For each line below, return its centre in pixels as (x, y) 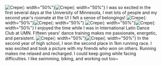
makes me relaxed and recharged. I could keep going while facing (71, 53)
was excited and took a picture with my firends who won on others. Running (81, 48)
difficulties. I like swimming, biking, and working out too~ (62, 59)
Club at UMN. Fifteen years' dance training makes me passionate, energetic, (81, 33)
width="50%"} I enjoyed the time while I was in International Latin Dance (77, 28)
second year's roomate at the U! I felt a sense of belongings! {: (76, 18)
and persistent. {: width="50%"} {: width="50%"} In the (77, 38)
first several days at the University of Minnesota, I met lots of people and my (81, 13)
